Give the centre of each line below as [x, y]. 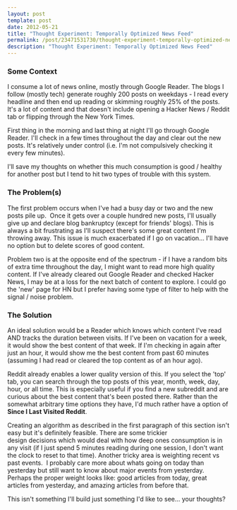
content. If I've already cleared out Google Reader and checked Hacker [111, 274]
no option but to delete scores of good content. [76, 245]
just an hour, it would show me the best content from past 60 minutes [108, 352]
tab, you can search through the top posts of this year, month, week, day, [114, 381]
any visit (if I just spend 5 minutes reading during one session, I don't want [115, 447]
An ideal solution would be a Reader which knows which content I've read [115, 330]
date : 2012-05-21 [33, 27]
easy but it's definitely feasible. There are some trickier [87, 432]
